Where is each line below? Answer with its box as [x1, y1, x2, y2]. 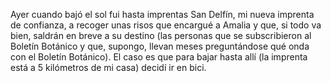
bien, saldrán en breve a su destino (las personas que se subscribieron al [10, 30, 312, 41]
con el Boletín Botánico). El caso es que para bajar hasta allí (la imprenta [10, 51, 308, 63]
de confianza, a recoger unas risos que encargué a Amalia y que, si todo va [10, 19, 322, 31]
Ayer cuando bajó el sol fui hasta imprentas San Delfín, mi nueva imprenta [10, 9, 315, 20]
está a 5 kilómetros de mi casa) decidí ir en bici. [10, 62, 207, 73]
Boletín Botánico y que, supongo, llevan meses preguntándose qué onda [10, 40, 310, 52]
